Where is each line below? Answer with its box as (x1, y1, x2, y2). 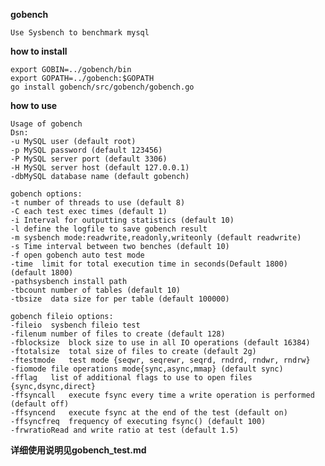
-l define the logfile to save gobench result (10, 224, 208, 234)
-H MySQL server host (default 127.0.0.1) (10, 163, 190, 173)
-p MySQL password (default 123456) (10, 145, 163, 155)
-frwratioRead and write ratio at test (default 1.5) (10, 425, 240, 435)
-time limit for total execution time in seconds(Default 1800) (10, 259, 288, 269)
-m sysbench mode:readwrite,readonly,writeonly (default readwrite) (10, 233, 302, 243)
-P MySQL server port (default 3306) (10, 154, 168, 164)
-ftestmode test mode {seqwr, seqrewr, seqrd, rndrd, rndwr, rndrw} (10, 355, 311, 365)
